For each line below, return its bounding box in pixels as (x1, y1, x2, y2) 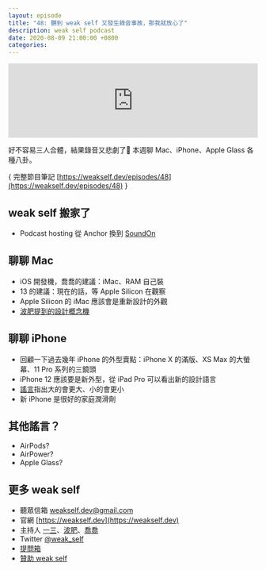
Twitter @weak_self (19, 534, 85, 544)
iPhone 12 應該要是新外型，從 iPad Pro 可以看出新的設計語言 (19, 374, 217, 383)
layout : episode (8, 11, 62, 20)
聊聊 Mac (8, 254, 54, 268)
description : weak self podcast (8, 26, 115, 34)
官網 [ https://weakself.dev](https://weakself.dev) (19, 515, 180, 525)
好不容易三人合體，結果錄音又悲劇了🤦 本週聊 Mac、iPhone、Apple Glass (8, 145, 245, 155)
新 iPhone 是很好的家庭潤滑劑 (19, 394, 116, 403)
